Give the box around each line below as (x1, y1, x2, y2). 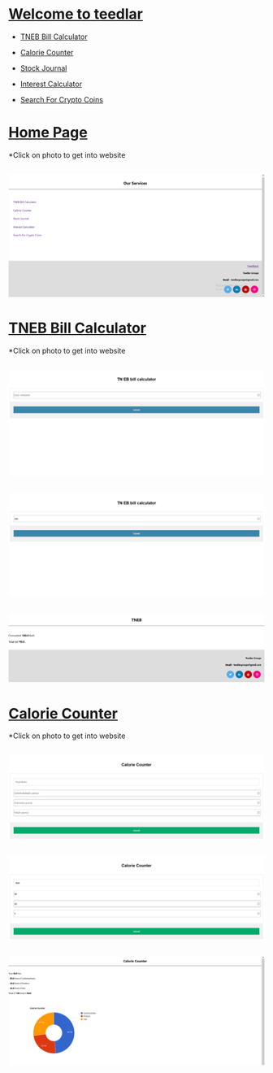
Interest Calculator (19, 79, 83, 89)
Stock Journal (19, 63, 67, 73)
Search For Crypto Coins (19, 94, 104, 104)
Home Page (8, 124, 88, 142)
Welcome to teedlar (8, 5, 144, 24)
